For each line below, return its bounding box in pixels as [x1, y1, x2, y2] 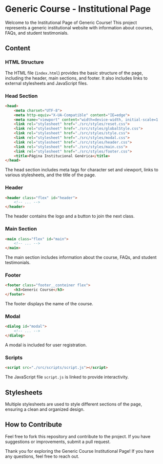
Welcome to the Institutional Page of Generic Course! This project [5, 20, 137, 25]
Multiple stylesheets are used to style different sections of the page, [5, 401, 143, 407]
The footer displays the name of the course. [5, 301, 94, 307]
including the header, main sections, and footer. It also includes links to [5, 75, 148, 81]
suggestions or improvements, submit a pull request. [5, 439, 111, 444]
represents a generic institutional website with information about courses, [5, 24, 153, 30]
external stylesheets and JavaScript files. [5, 80, 88, 86]
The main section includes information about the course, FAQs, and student [5, 254, 157, 260]
